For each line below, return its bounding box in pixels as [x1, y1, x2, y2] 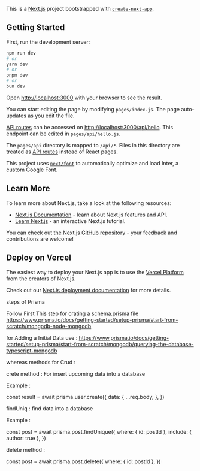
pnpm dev [6, 72, 28, 78]
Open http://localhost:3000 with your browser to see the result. [6, 94, 163, 101]
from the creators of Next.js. [6, 275, 76, 282]
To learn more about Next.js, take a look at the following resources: [6, 199, 172, 206]
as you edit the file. [28, 112, 75, 119]
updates [6, 112, 27, 119]
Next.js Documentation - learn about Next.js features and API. [14, 211, 168, 218]
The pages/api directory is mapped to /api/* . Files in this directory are [6, 141, 180, 149]
